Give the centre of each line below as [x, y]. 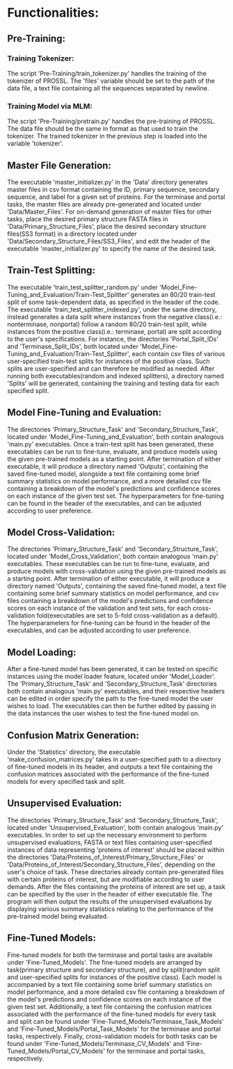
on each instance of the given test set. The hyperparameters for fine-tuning [116, 496]
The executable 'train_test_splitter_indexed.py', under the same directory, [112, 309]
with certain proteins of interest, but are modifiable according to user [106, 879]
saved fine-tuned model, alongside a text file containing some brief [103, 474]
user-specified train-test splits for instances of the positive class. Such [109, 361]
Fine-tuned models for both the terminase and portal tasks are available [110, 955]
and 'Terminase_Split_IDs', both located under [73, 346]
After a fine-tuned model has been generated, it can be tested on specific [113, 669]
